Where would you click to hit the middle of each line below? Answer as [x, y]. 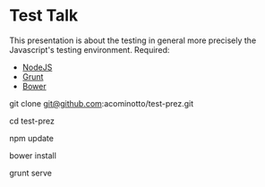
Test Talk [44, 16]
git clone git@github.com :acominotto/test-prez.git [102, 103]
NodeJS [37, 67]
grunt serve [30, 173]
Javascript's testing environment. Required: [90, 49]
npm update [31, 138]
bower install [33, 155]
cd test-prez [32, 121]
